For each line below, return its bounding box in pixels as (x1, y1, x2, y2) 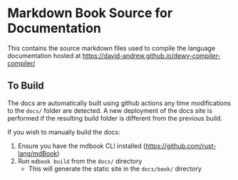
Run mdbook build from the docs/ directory (17, 156, 143, 165)
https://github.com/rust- (145, 141, 217, 150)
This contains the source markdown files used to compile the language (7, 44, 216, 52)
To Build (7, 80, 44, 92)
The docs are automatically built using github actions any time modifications (7, 99, 232, 107)
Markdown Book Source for (7, 5, 173, 21)
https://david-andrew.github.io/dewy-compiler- (82, 51, 221, 60)
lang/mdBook (17, 149, 58, 158)
